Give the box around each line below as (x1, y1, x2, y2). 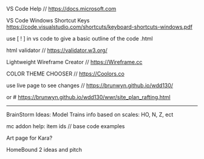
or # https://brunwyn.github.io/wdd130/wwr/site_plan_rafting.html (6, 94, 171, 100)
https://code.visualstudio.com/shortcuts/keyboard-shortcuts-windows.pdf (6, 24, 193, 30)
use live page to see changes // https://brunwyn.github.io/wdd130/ (6, 82, 174, 89)
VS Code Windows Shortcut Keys (6, 17, 90, 24)
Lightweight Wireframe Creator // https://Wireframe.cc (6, 59, 143, 65)
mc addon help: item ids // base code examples (6, 123, 125, 129)
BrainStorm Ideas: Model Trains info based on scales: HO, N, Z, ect (6, 111, 174, 118)
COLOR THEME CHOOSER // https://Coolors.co (6, 70, 124, 77)
